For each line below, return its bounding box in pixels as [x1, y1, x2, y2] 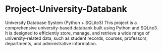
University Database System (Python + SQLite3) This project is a [5, 20, 137, 25]
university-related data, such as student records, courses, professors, [5, 35, 148, 41]
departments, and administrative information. [5, 40, 98, 46]
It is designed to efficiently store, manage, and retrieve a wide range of [5, 30, 150, 36]
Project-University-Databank [5, 3, 127, 15]
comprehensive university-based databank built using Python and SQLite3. [5, 25, 159, 30]
